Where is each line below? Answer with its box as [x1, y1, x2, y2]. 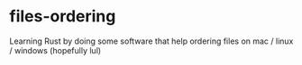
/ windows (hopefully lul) [9, 45, 102, 55]
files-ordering [9, 6, 116, 27]
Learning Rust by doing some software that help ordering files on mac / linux [9, 36, 294, 46]
